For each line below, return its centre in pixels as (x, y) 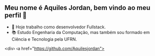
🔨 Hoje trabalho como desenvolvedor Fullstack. (58, 27)
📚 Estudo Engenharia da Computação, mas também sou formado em (81, 32)
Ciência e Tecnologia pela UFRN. (44, 39)
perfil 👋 (16, 16)
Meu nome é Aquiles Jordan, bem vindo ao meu (77, 8)
